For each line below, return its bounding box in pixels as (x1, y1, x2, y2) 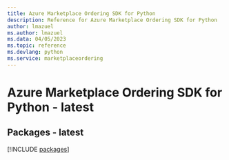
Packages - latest (7, 127, 84, 139)
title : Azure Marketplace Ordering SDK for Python (7, 10, 156, 17)
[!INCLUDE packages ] (7, 145, 70, 153)
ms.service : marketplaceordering (7, 55, 103, 62)
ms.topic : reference (7, 42, 67, 49)
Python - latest (7, 99, 94, 114)
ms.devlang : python (7, 49, 63, 56)
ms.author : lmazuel (7, 29, 63, 37)
